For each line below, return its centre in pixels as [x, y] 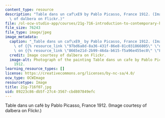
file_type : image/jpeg [28, 32]
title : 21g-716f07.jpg [28, 87]
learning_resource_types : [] [35, 69]
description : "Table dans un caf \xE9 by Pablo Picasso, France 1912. [78, 14]
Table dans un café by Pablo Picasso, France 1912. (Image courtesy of [76, 105]
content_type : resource [29, 10]
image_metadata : [22, 37]
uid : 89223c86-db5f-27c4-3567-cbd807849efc [50, 92]
